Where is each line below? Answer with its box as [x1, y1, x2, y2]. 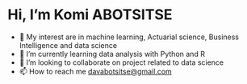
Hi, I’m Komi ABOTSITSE [7, 6, 173, 24]
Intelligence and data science [19, 40, 118, 50]
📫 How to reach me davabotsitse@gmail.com [19, 66, 173, 76]
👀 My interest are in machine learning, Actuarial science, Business [19, 32, 240, 42]
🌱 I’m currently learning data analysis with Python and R [19, 49, 205, 58]
